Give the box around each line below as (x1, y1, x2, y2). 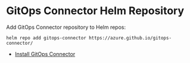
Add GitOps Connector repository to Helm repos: (6, 24, 126, 31)
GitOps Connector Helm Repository (6, 4, 185, 18)
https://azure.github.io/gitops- (88, 35, 172, 41)
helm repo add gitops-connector (6, 35, 86, 41)
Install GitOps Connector (14, 50, 76, 57)
